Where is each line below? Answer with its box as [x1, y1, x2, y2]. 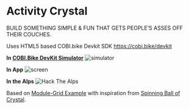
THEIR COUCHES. [6, 30, 52, 38]
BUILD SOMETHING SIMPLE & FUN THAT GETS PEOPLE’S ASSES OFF [6, 24, 183, 31]
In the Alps [6, 78, 35, 85]
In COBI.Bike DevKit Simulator [6, 54, 84, 61]
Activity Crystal [6, 4, 88, 18]
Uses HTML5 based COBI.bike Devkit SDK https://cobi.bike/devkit [6, 42, 172, 50]
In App [6, 65, 24, 73]
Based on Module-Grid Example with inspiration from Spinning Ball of [6, 89, 180, 96]
